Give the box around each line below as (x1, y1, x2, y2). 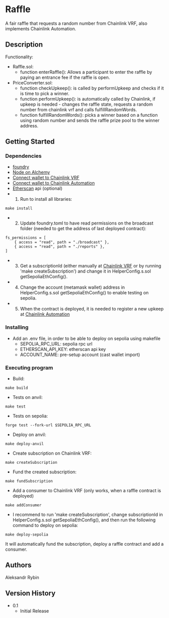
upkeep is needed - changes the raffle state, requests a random (20, 101, 153, 107)
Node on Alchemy (12, 169, 50, 175)
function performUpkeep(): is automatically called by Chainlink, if (20, 96, 155, 102)
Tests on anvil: (12, 394, 43, 401)
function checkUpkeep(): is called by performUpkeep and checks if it (20, 85, 164, 91)
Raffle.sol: (12, 63, 34, 69)
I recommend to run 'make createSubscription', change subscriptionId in (12, 512, 163, 518)
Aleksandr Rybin (5, 574, 39, 580)
